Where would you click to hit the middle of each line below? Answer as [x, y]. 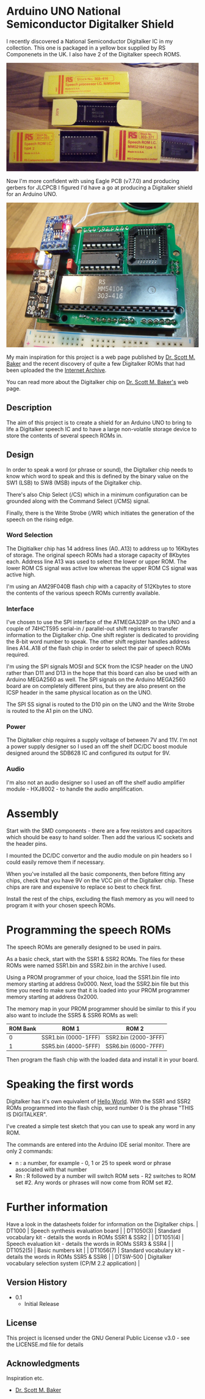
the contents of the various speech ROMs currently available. [83, 593]
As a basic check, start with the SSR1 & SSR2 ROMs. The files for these [95, 959]
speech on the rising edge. [40, 519]
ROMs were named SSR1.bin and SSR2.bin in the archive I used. [86, 965]
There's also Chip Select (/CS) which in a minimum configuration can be [97, 494]
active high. [21, 575]
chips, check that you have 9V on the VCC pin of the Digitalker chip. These [100, 880]
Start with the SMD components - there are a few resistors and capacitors [99, 831]
